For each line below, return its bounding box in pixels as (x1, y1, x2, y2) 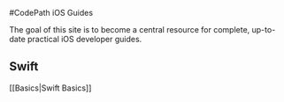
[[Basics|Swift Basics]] (9, 83, 92, 93)
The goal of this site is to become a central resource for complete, (9, 25, 250, 34)
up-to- (251, 25, 276, 34)
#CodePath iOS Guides (9, 8, 94, 18)
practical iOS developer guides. (27, 34, 142, 44)
